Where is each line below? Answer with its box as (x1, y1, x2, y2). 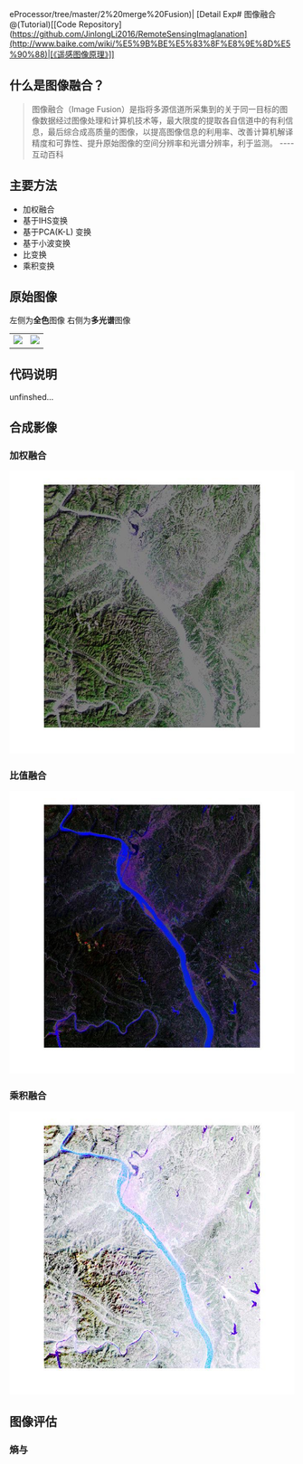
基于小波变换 (22, 237, 71, 248)
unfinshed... (9, 391, 54, 402)
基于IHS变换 (22, 214, 68, 225)
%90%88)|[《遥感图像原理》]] (9, 49, 115, 60)
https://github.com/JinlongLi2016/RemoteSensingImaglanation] (12, 29, 248, 39)
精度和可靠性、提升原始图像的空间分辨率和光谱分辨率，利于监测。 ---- (31, 138, 295, 148)
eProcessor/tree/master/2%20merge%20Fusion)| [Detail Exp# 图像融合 (9, 9, 276, 19)
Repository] (78, 19, 122, 30)
